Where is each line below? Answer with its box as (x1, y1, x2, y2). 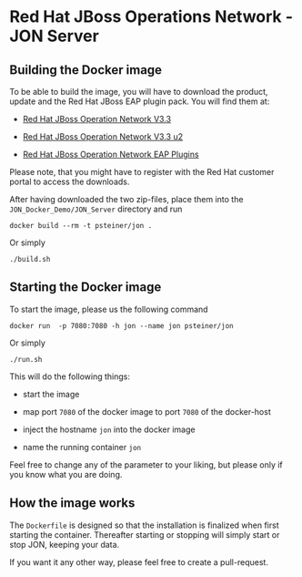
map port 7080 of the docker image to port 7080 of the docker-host (22, 406, 271, 417)
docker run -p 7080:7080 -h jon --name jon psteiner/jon (9, 321, 234, 330)
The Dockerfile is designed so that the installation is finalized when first (9, 520, 279, 531)
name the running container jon (22, 441, 142, 452)
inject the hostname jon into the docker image (22, 424, 196, 435)
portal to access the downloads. (9, 176, 130, 187)
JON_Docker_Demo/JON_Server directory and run (9, 203, 183, 214)
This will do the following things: (9, 371, 130, 382)
